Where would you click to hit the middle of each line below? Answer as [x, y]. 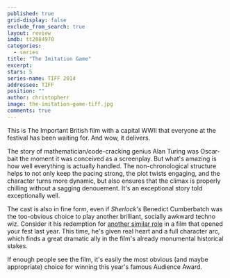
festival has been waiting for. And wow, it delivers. [79, 138]
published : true [31, 14]
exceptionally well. [34, 195]
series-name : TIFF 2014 [42, 78]
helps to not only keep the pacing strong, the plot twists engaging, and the [114, 173]
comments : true [29, 111]
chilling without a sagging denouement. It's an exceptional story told [105, 188]
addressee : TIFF [31, 85]
